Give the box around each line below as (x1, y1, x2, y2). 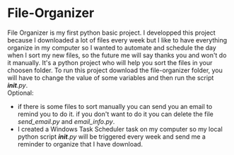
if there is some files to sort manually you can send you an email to (17, 102, 213, 110)
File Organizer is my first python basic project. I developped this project (7, 28, 216, 37)
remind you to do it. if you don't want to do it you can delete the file (17, 110, 213, 118)
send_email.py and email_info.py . (17, 117, 115, 125)
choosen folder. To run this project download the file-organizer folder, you (7, 66, 223, 74)
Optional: (7, 88, 34, 97)
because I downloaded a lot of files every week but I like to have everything (7, 35, 228, 44)
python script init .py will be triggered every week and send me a (17, 132, 206, 141)
